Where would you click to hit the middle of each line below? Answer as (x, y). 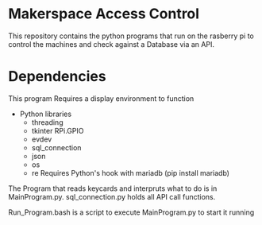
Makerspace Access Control (104, 14)
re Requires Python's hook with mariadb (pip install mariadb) (131, 173)
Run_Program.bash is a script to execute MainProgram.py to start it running (131, 212)
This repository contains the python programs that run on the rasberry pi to (131, 36)
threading (47, 122)
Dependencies (57, 77)
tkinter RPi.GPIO (58, 130)
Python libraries (46, 114)
